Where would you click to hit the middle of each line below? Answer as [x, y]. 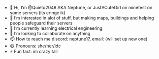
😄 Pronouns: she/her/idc [35, 46]
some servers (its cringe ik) [37, 13]
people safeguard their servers [41, 23]
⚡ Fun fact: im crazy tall [34, 51]
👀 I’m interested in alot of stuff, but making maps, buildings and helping [82, 18]
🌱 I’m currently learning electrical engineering [56, 28]
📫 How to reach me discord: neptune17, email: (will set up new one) [79, 39]
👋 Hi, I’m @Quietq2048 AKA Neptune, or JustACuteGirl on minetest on [81, 8]
